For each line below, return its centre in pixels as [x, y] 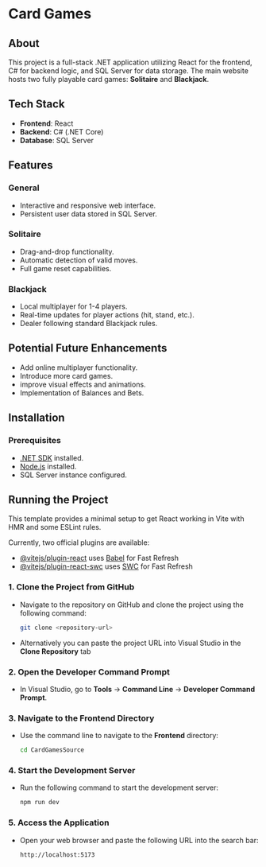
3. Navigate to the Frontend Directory [81, 718]
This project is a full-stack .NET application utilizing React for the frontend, [130, 62]
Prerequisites [35, 441]
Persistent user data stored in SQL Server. [88, 214]
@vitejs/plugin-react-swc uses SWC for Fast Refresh [106, 566]
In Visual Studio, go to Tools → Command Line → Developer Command [137, 689]
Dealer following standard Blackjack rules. [89, 324]
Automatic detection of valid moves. [79, 260]
